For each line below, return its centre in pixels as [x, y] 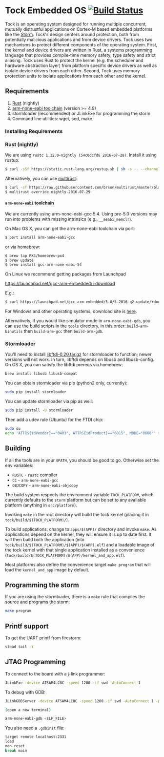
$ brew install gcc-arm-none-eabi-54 [43, 265]
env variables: [19, 465]
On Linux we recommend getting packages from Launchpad [65, 274]
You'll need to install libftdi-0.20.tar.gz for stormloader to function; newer [79, 355]
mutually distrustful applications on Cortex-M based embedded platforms [79, 29]
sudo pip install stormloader [36, 392]
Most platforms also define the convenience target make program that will [78, 565]
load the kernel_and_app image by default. [47, 569]
